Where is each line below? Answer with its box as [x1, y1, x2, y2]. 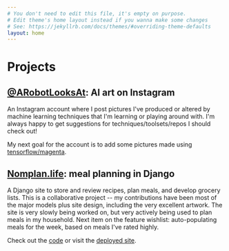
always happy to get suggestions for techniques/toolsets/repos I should [7, 120, 211, 128]
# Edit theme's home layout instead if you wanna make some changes [7, 17, 208, 24]
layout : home [7, 29, 45, 37]
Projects [7, 59, 57, 75]
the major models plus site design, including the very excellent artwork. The [7, 201, 223, 210]
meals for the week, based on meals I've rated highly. [7, 223, 159, 232]
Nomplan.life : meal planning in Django [7, 167, 175, 180]
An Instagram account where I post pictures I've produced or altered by [7, 105, 210, 113]
